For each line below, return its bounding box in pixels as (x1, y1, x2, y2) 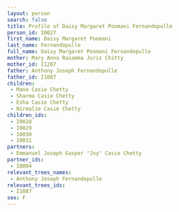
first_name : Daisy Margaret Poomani (7, 36, 111, 42)
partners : (7, 144, 36, 150)
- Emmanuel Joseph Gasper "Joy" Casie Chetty (10, 150, 142, 157)
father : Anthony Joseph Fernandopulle (7, 67, 118, 74)
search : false (7, 16, 48, 23)
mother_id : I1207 (7, 61, 57, 68)
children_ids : (7, 111, 48, 118)
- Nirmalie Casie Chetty (10, 105, 81, 112)
